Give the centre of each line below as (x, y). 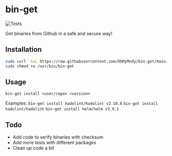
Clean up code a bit (33, 148)
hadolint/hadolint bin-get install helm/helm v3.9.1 (62, 109)
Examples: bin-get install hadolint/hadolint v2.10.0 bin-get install (82, 103)
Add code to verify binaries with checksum (58, 137)
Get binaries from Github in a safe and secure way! (59, 33)
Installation (24, 50)
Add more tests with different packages (54, 143)
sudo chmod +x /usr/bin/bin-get (40, 66)
